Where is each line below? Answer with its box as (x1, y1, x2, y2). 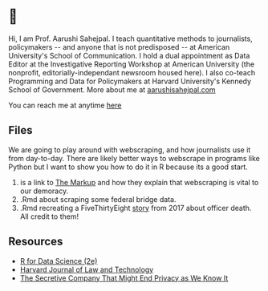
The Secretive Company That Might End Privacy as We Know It (19, 273, 229, 283)
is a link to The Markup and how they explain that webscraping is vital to (19, 177, 259, 187)
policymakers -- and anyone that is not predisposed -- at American (8, 42, 230, 51)
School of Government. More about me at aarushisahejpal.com (8, 84, 216, 95)
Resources (8, 235, 63, 249)
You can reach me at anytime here (8, 100, 122, 110)
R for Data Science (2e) (19, 256, 98, 265)
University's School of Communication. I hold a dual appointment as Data (8, 51, 250, 60)
